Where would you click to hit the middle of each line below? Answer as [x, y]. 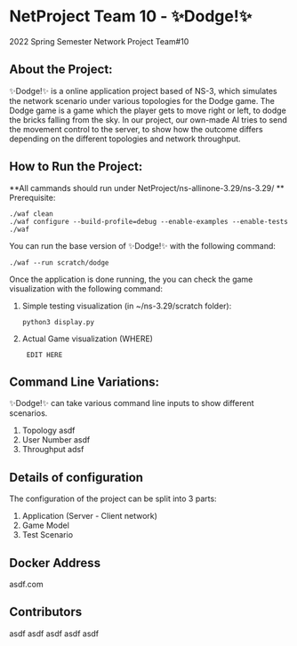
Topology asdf [48, 431]
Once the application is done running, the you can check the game [131, 279]
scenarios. [28, 413]
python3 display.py [58, 322]
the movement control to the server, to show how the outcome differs [136, 129]
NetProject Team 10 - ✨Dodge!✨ [131, 16]
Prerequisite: [32, 197]
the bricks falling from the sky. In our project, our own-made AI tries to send [148, 120]
